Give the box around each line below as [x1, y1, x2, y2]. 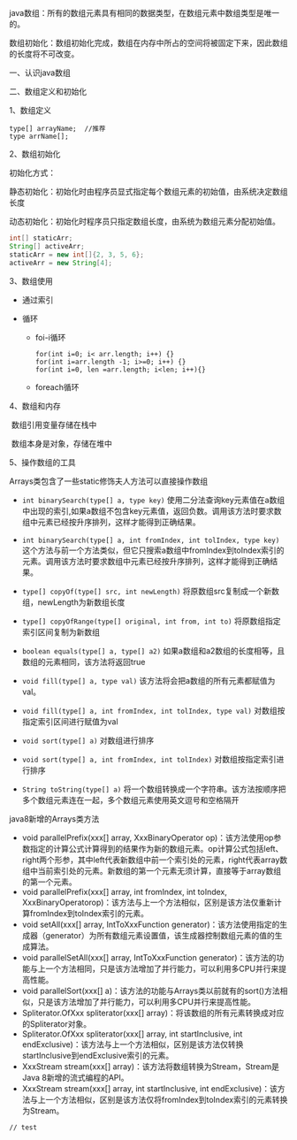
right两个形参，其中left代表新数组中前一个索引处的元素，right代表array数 [21, 854, 288, 865]
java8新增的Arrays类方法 [9, 813, 100, 824]
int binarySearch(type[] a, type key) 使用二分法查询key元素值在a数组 [21, 494, 286, 505]
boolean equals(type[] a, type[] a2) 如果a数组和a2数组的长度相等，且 [21, 645, 286, 656]
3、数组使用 [9, 275, 53, 286]
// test [9, 1122, 38, 1132]
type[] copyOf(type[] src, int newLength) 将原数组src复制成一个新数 [21, 585, 280, 596]
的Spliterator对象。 [21, 1018, 91, 1029]
